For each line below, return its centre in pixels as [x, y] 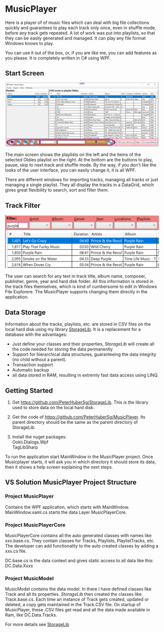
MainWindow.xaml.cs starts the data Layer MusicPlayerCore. [66, 512]
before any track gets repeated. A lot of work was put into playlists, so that [80, 33]
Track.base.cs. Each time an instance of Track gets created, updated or [77, 599]
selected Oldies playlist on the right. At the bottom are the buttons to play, [79, 160]
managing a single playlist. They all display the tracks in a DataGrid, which [80, 185]
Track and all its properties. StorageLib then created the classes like [73, 594]
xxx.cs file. [16, 551]
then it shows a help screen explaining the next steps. [59, 467]
